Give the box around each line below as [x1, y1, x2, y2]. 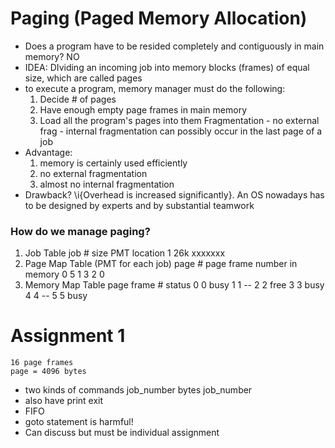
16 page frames [10, 358, 74, 368]
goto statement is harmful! [24, 416, 134, 428]
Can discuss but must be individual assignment [24, 427, 220, 439]
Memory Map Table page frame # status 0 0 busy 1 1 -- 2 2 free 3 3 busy [24, 279, 325, 291]
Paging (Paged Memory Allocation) [10, 7, 308, 30]
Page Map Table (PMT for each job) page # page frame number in [24, 258, 298, 270]
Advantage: [24, 146, 73, 158]
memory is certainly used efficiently [39, 157, 188, 169]
